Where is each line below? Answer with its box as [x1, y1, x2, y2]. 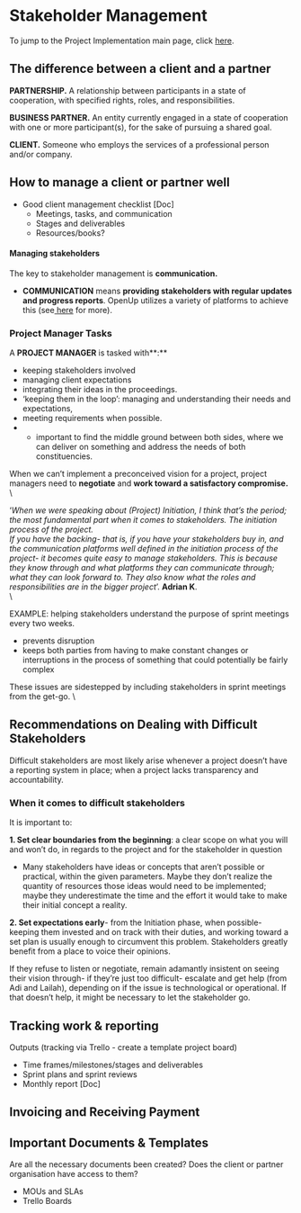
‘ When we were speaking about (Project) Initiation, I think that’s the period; [9, 505, 288, 516]
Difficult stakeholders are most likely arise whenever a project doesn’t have [9, 755, 288, 766]
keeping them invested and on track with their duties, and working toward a [9, 927, 289, 938]
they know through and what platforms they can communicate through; [9, 562, 275, 573]
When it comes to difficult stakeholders [9, 796, 186, 809]
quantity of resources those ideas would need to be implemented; [22, 881, 267, 892]
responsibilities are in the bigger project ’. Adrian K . [9, 581, 198, 592]
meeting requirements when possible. [22, 413, 163, 424]
